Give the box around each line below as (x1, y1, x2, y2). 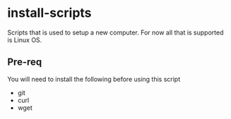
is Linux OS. (7, 35, 42, 44)
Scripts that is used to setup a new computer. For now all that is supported (7, 28, 224, 37)
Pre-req (7, 56, 42, 68)
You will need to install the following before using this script (7, 75, 181, 83)
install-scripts (7, 5, 92, 21)
